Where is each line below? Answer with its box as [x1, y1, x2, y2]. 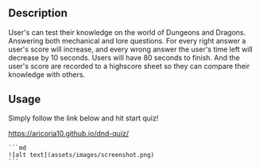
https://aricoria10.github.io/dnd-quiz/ [8, 129, 130, 139]
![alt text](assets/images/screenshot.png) [8, 151, 155, 159]
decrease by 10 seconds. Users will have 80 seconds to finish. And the [8, 52, 240, 62]
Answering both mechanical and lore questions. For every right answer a [8, 36, 246, 45]
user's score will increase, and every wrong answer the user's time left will [8, 44, 253, 54]
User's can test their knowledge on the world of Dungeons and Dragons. [8, 27, 246, 37]
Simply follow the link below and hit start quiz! [8, 113, 159, 123]
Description [8, 6, 68, 20]
